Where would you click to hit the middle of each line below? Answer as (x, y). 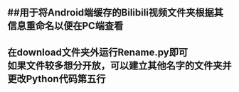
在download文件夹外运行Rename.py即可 (98, 52)
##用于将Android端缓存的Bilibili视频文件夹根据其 (116, 13)
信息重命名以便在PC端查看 (65, 26)
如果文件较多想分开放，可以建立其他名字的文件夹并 (119, 65)
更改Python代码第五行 (57, 79)
